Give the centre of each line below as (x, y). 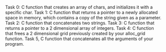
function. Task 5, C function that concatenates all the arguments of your (79, 39)
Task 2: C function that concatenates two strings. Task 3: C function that (80, 23)
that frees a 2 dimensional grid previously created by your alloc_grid (75, 33)
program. (15, 44)
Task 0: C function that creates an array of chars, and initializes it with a (79, 7)
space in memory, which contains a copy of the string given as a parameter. (83, 18)
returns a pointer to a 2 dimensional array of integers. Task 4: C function (79, 28)
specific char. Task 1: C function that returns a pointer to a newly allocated (81, 12)
